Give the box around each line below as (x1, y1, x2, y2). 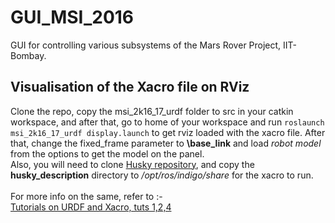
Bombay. (10, 49, 47, 61)
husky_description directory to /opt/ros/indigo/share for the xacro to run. (10, 169, 314, 181)
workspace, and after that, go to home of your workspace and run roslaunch (10, 116, 325, 128)
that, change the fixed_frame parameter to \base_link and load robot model (10, 137, 322, 149)
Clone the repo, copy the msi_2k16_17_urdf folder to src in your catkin (10, 105, 294, 117)
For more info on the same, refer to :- (10, 190, 163, 202)
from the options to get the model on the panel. (10, 147, 205, 160)
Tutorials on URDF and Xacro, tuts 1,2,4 (10, 201, 172, 213)
